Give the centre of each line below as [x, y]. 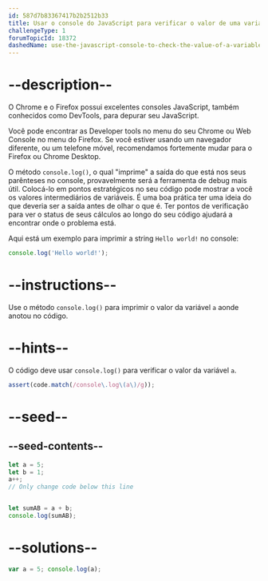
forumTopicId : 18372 [43, 38]
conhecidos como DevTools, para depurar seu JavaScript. [104, 116]
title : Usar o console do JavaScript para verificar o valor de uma [124, 23]
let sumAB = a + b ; [41, 508]
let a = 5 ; [26, 464]
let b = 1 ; [26, 472]
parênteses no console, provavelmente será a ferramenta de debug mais [128, 181]
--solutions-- [53, 548]
